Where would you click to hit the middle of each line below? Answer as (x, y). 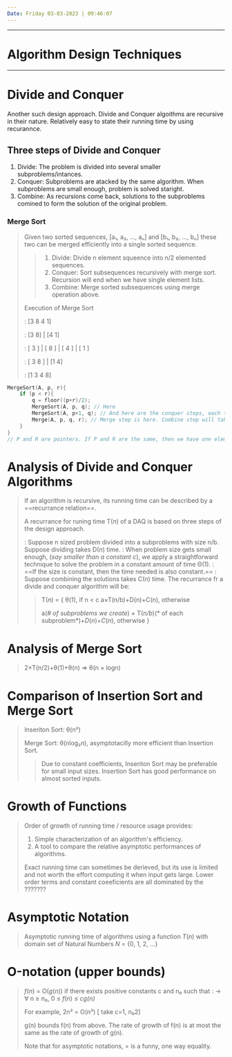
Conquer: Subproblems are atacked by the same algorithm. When (110, 181)
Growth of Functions (67, 807)
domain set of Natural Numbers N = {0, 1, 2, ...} (91, 944)
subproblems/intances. (50, 175)
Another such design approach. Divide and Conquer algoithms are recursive (115, 114)
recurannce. (25, 128)
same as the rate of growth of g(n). (74, 1033)
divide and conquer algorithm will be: (77, 587)
